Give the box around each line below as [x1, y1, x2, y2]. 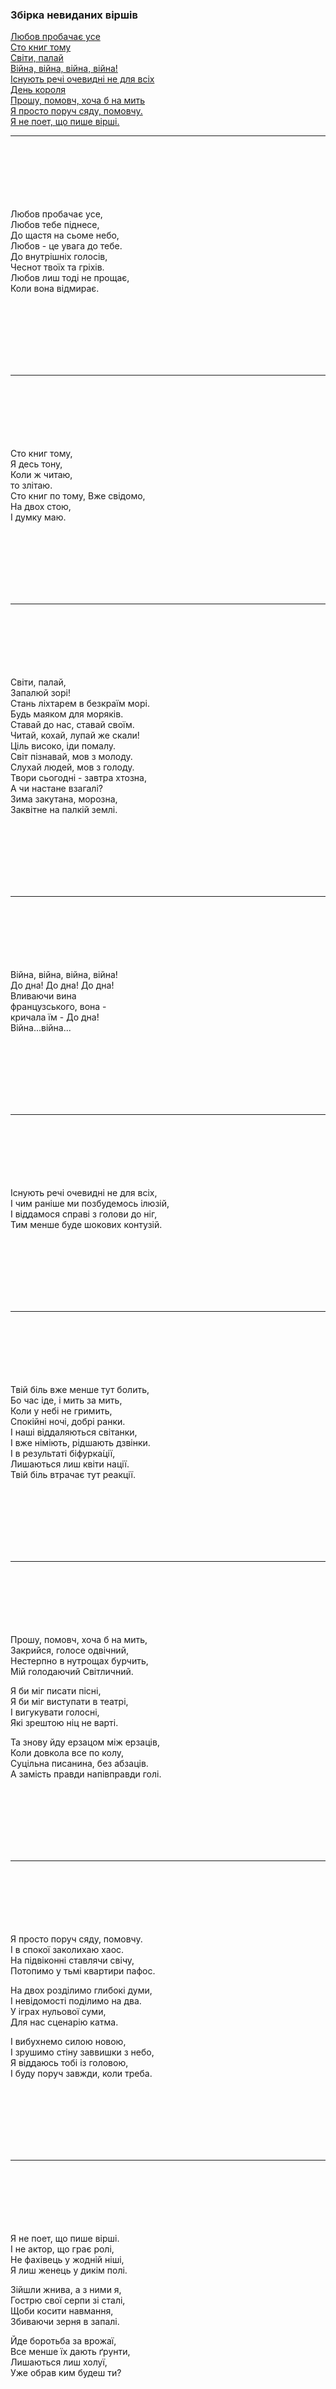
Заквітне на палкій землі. [10, 804, 118, 816]
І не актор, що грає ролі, [10, 2243, 115, 2255]
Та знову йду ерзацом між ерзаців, [10, 1736, 160, 1748]
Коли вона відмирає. [10, 283, 100, 295]
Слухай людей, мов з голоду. [10, 761, 135, 773]
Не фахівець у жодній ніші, [10, 2254, 125, 2266]
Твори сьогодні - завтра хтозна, [10, 772, 147, 784]
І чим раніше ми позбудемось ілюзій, [10, 1198, 170, 1210]
